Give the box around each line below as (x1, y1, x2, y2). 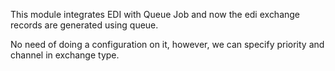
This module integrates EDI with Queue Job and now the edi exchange (10, 9, 301, 20)
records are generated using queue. (10, 19, 159, 31)
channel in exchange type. (10, 49, 120, 61)
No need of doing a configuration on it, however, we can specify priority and (10, 39, 325, 50)
